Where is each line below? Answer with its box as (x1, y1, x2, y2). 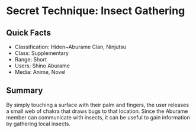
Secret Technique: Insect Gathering (6, 4, 185, 18)
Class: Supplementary (14, 50, 69, 57)
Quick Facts (6, 28, 52, 38)
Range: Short (14, 56, 47, 63)
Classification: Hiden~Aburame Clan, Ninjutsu (14, 43, 126, 50)
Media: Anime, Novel (14, 69, 66, 75)
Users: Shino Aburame (14, 62, 70, 69)
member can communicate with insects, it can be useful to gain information (6, 113, 191, 121)
